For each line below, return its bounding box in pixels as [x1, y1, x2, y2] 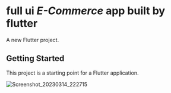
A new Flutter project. [6, 36, 59, 43]
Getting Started [6, 53, 65, 63]
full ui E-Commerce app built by [6, 4, 165, 18]
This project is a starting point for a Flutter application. [6, 69, 139, 76]
